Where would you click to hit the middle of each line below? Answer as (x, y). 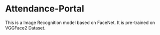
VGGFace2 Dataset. (25, 27)
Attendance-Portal (45, 9)
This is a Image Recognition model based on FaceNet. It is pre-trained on (80, 22)
